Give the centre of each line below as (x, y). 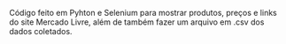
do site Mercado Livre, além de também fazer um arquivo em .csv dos (137, 22)
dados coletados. (41, 31)
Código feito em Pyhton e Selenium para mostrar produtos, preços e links (143, 13)
